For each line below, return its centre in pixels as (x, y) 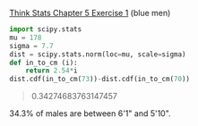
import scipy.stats (46, 29)
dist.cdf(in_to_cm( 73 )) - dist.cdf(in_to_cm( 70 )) (100, 80)
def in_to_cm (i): (43, 63)
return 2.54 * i (52, 71)
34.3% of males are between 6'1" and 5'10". (90, 113)
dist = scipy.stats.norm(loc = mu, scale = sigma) (98, 54)
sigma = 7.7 (31, 46)
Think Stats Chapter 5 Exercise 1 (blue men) (90, 13)
